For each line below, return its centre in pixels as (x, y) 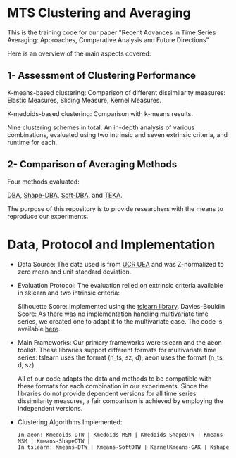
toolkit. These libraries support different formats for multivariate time (117, 350)
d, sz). (27, 364)
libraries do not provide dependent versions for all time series (107, 393)
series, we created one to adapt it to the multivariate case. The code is (120, 321)
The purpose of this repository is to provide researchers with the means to (115, 208)
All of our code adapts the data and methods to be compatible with (114, 379)
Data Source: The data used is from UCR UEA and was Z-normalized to (120, 264)
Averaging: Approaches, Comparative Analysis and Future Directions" (108, 39)
